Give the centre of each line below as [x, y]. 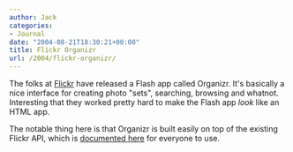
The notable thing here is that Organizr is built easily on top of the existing [143, 129]
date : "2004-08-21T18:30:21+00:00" [75, 42]
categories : [31, 26]
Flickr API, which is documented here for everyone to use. [115, 138]
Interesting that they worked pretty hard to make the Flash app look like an [144, 102]
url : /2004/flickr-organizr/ [63, 58]
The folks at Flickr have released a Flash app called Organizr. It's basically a [147, 84]
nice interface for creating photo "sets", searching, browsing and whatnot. [144, 93]
